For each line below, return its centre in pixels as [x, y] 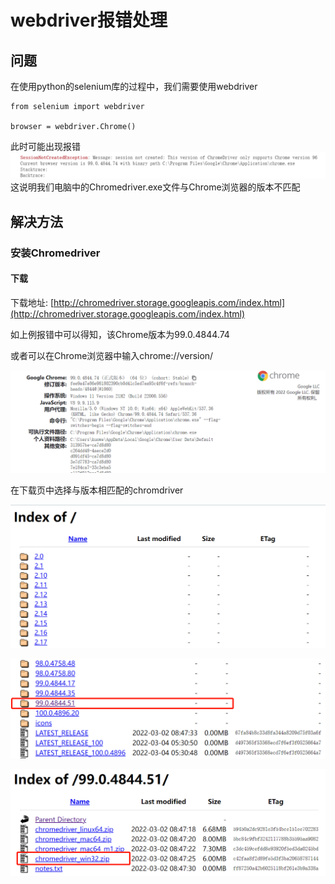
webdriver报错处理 [89, 20]
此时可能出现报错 [45, 146]
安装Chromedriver [55, 253]
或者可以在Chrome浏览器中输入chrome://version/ [112, 355]
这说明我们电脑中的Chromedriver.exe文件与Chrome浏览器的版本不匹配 [155, 187]
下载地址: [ [32, 302]
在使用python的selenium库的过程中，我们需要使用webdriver [134, 86]
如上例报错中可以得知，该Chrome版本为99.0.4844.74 [120, 334]
